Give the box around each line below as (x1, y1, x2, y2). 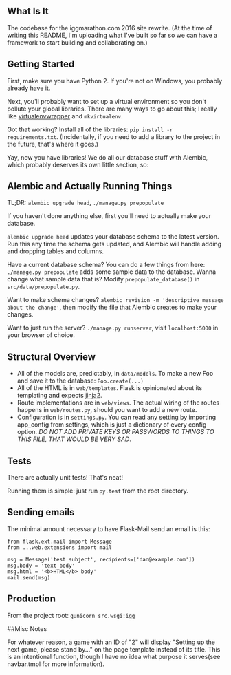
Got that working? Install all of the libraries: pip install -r (7, 125, 173, 133)
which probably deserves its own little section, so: (7, 160, 149, 169)
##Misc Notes (7, 624, 47, 632)
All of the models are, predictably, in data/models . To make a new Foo (16, 369, 214, 378)
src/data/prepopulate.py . (7, 282, 80, 291)
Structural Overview (7, 351, 96, 363)
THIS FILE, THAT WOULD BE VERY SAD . (16, 435, 132, 443)
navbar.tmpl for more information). (7, 660, 104, 668)
